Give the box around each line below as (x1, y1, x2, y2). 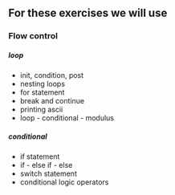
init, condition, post (19, 71, 84, 80)
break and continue (19, 96, 85, 106)
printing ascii (19, 104, 63, 115)
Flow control (8, 30, 59, 42)
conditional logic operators (19, 177, 109, 187)
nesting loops (19, 79, 66, 89)
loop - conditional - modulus (19, 113, 115, 123)
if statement (19, 152, 60, 161)
